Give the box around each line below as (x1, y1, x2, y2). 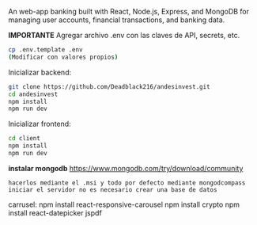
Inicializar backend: (8, 67, 72, 77)
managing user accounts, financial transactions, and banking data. (8, 15, 225, 25)
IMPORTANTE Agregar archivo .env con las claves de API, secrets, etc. (8, 31, 240, 40)
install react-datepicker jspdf (8, 208, 103, 217)
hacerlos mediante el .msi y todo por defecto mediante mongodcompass (8, 178, 246, 187)
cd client (8, 135, 41, 143)
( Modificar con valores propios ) (8, 53, 119, 61)
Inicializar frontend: (8, 119, 71, 129)
